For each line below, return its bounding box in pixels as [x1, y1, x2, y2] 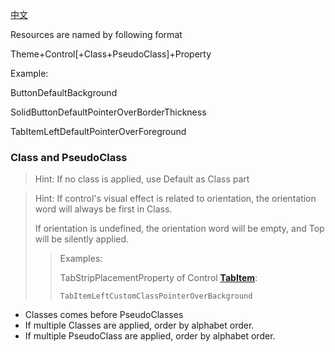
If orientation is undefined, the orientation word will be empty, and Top [34, 223, 325, 235]
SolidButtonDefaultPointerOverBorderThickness [10, 106, 207, 118]
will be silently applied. [34, 233, 130, 245]
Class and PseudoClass [10, 150, 128, 164]
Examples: [59, 253, 103, 265]
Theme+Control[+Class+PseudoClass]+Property [10, 48, 212, 60]
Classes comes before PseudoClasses [24, 309, 184, 321]
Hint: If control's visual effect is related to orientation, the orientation [34, 193, 317, 205]
